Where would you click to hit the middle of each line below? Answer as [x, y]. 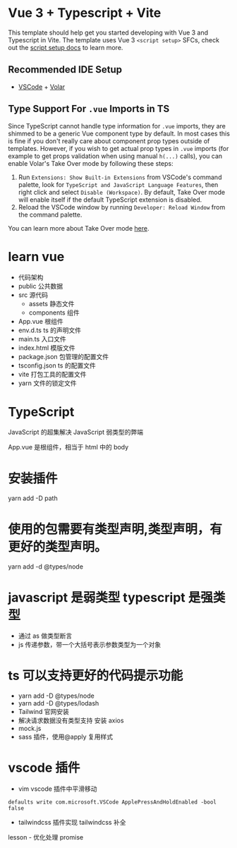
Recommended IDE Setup [65, 69]
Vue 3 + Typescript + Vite [85, 13]
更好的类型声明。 [58, 546]
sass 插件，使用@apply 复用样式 [66, 737]
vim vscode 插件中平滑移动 [57, 789]
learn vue [36, 256]
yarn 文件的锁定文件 [47, 383]
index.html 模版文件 [47, 348]
